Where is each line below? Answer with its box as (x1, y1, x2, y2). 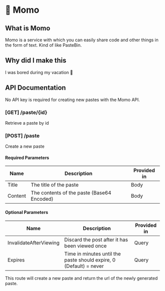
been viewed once (64, 242, 107, 249)
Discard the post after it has (64, 236, 128, 243)
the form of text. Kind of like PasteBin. (5, 42, 82, 48)
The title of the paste (30, 182, 79, 188)
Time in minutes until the (64, 250, 121, 257)
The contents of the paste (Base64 (30, 189, 111, 196)
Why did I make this (5, 56, 66, 65)
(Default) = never (64, 263, 104, 269)
